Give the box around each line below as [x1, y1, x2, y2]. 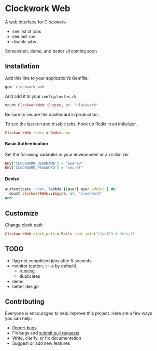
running [19, 268, 35, 274]
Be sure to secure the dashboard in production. [5, 111, 99, 117]
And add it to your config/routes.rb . [5, 93, 78, 99]
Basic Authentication [5, 140, 48, 146]
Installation [5, 62, 40, 70]
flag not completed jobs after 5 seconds [12, 258, 92, 264]
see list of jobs [12, 28, 42, 34]
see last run [12, 33, 36, 39]
